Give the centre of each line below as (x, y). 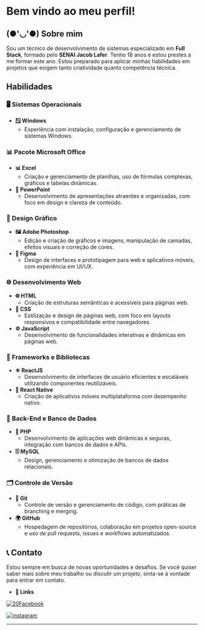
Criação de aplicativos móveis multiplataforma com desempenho (105, 396)
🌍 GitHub (28, 518)
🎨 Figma (25, 253)
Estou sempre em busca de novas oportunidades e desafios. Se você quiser (102, 567)
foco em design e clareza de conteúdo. (73, 202)
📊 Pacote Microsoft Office (46, 152)
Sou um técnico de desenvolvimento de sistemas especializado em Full (96, 48)
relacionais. (39, 467)
